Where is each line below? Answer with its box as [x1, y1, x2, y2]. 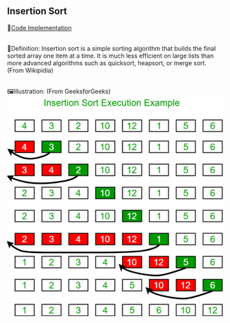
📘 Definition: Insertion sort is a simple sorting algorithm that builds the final [7, 44, 216, 52]
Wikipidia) [25, 66, 53, 74]
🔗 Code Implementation [7, 23, 72, 32]
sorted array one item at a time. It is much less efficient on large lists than [7, 51, 214, 60]
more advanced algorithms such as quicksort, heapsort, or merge [7, 58, 192, 67]
